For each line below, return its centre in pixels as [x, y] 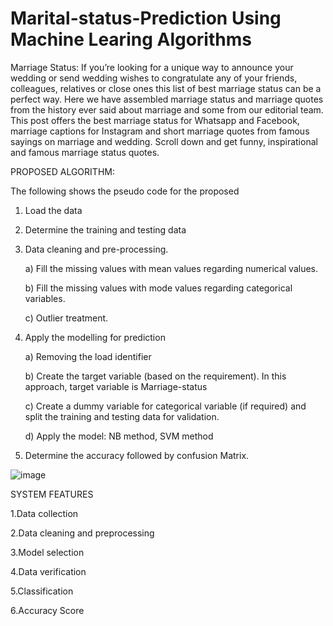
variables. [45, 298]
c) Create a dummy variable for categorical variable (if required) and [165, 406]
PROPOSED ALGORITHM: [62, 171]
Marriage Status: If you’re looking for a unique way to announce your [152, 67]
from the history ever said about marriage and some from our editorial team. [167, 109]
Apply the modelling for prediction [95, 337]
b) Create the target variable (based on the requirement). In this [155, 376]
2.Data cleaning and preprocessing [82, 533]
